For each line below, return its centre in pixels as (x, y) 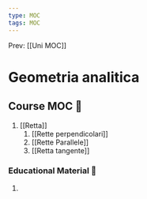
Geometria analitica (74, 77)
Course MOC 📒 (45, 106)
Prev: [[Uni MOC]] (38, 45)
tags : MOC (24, 23)
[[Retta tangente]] (60, 150)
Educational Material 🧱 (53, 171)
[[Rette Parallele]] (60, 142)
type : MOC (24, 15)
